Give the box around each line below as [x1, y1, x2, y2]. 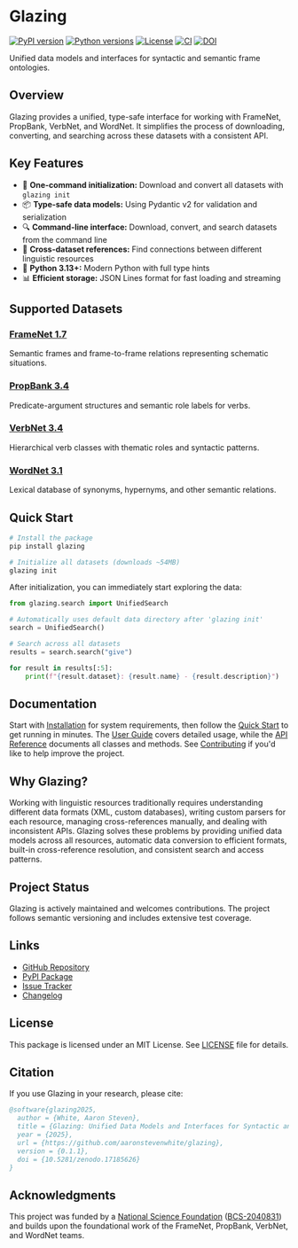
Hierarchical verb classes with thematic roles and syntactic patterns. [9, 441, 260, 453]
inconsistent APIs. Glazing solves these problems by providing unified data [9, 826, 282, 837]
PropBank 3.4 [9, 379, 69, 392]
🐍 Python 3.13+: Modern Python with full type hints [21, 262, 210, 273]
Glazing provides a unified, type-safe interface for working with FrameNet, [9, 111, 282, 121]
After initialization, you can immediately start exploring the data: [9, 582, 242, 593]
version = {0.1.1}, [17, 1146, 90, 1156]
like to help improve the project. [9, 748, 125, 759]
